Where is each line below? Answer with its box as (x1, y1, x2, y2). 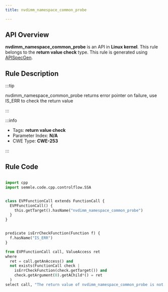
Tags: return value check (12, 127, 66, 133)
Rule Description (5, 69, 59, 78)
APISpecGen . (5, 55, 33, 61)
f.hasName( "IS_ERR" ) (10, 235, 53, 240)
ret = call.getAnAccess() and (10, 259, 73, 264)
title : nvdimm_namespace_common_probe (5, 7, 87, 13)
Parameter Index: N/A (12, 132, 58, 139)
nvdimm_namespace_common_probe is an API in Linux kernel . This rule (5, 44, 158, 50)
